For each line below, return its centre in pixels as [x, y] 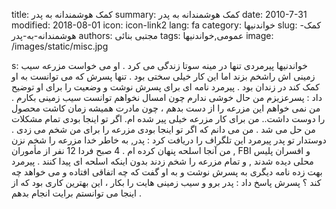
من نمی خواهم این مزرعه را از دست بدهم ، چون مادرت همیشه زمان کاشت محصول [166, 108]
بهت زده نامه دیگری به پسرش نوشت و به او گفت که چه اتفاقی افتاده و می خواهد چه [167, 172]
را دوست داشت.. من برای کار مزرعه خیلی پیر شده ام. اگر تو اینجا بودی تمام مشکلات [168, 118]
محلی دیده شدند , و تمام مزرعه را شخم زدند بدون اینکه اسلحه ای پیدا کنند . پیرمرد [162, 161]
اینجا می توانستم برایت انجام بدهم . [76, 193]
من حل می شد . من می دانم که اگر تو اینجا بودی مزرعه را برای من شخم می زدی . [163, 129]
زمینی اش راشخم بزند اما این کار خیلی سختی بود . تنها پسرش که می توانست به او [163, 76]
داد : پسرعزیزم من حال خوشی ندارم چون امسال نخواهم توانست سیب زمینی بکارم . [167, 97]
